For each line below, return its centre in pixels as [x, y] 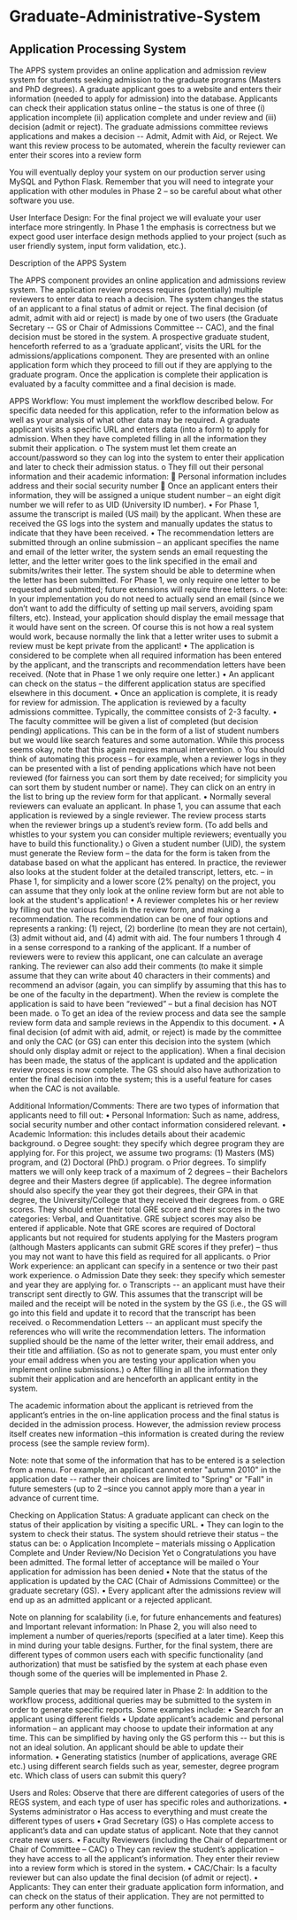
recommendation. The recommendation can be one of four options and [139, 919]
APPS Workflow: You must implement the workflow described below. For [141, 401]
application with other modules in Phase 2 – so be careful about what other [146, 191]
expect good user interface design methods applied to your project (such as [148, 236]
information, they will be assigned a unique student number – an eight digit [145, 495]
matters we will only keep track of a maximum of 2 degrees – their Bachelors [148, 1171]
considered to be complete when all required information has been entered [145, 655]
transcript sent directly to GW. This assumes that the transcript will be [136, 1294]
